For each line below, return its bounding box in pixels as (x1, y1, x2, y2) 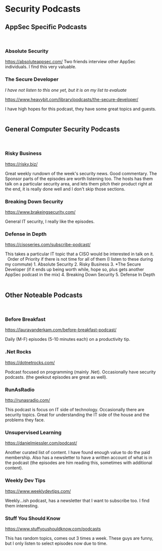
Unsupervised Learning (5, 429, 62, 435)
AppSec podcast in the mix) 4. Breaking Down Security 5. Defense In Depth (5, 272, 156, 278)
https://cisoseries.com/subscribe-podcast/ (5, 242, 91, 248)
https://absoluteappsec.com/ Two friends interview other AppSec (5, 59, 136, 65)
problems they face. (5, 417, 45, 423)
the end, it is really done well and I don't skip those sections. (5, 186, 126, 192)
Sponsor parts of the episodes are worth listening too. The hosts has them (5, 176, 153, 182)
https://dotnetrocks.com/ (5, 359, 55, 365)
